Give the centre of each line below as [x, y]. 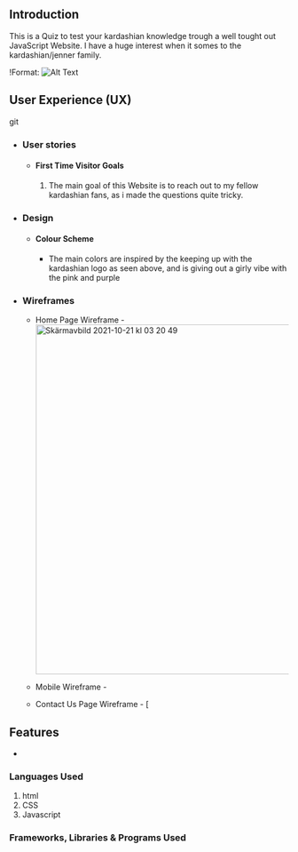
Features [34, 732]
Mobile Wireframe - [71, 687]
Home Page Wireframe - [80, 320]
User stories [49, 144]
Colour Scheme [65, 239]
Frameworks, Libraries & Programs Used [98, 838]
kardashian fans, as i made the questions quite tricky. [146, 195]
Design [38, 218]
